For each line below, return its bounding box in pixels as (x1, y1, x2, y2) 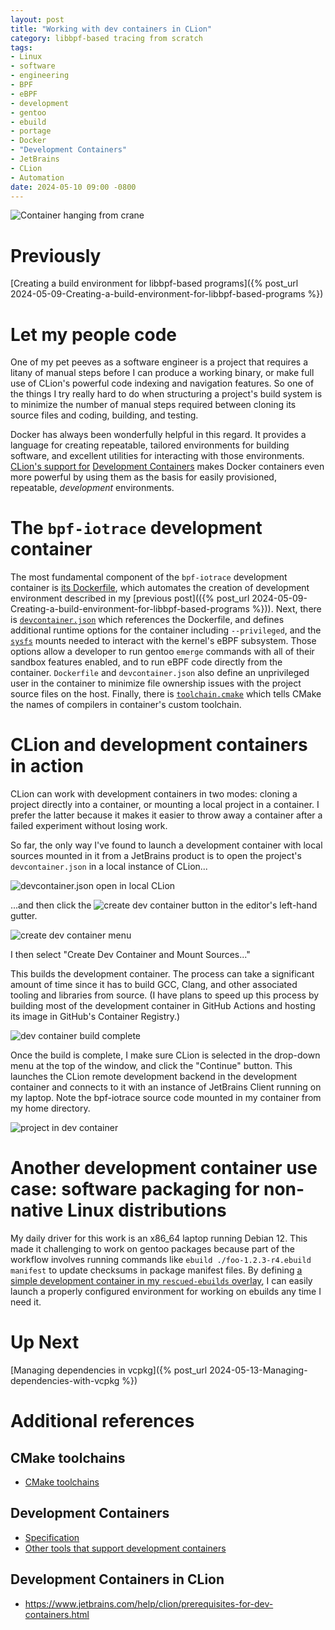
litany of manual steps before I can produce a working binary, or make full (10, 367, 315, 379)
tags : (10, 42, 33, 53)
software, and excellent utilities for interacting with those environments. (10, 450, 305, 462)
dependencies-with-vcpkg (10, 1375, 120, 1386)
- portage (10, 126, 52, 136)
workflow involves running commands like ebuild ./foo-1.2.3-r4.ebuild (10, 1254, 312, 1266)
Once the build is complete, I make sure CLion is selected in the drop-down (10, 1049, 321, 1061)
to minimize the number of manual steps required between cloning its (10, 399, 297, 411)
